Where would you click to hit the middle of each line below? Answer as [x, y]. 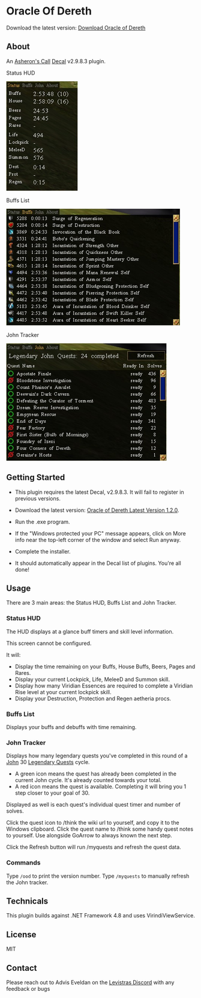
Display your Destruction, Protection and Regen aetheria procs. [93, 698]
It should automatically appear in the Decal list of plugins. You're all [98, 563]
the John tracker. [27, 882]
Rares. [23, 673]
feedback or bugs [28, 989]
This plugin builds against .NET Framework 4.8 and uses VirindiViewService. [100, 916]
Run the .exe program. [42, 522]
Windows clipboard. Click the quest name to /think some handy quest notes [100, 829]
